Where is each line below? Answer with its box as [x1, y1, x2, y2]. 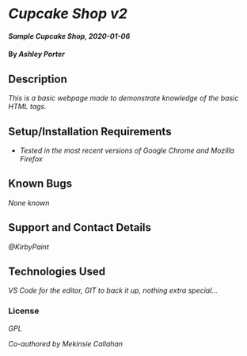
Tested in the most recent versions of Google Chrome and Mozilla [19, 146, 235, 155]
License [8, 305, 40, 316]
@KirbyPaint [8, 242, 49, 252]
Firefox [19, 154, 44, 163]
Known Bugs [8, 177, 73, 191]
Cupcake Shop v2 [8, 5, 128, 23]
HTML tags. [8, 102, 47, 112]
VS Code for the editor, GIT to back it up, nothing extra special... [8, 286, 218, 295]
